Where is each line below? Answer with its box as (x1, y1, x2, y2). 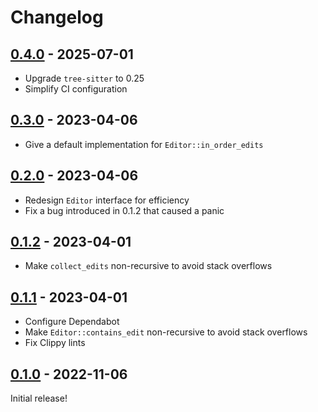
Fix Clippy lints (24, 337, 86, 349)
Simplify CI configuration (24, 83, 128, 95)
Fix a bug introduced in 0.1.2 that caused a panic (24, 204, 225, 216)
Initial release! (10, 392, 68, 405)
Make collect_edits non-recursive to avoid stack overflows (24, 260, 273, 272)
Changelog (10, 6, 104, 29)
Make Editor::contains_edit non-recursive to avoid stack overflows (24, 326, 308, 338)
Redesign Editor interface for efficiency (24, 194, 190, 206)
